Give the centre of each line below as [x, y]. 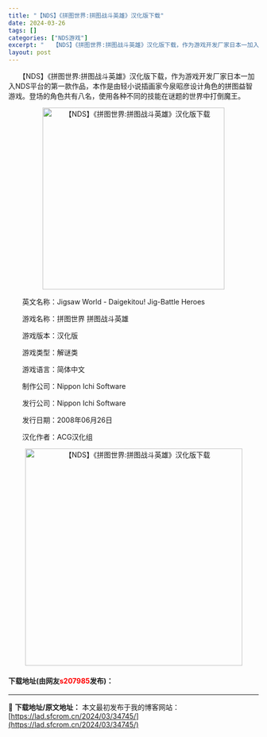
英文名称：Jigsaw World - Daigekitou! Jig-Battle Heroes [113, 302]
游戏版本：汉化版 [50, 336]
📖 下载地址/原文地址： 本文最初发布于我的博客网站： [94, 708]
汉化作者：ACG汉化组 [57, 437]
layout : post [30, 52]
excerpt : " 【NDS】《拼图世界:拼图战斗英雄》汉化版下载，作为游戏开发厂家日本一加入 [134, 45]
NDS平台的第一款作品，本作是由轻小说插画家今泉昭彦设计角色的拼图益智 [133, 86]
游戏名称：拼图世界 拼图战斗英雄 [75, 318]
